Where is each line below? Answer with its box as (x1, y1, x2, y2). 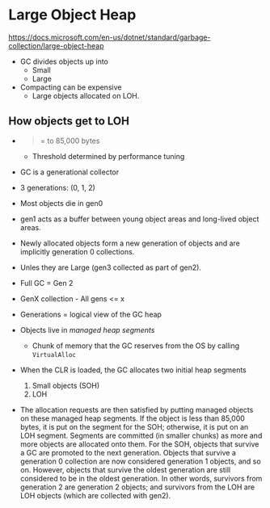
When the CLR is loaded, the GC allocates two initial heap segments (19, 365, 247, 375)
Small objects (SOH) (32, 380, 100, 390)
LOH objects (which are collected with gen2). (19, 490, 171, 500)
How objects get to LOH (8, 115, 129, 128)
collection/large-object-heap (8, 40, 104, 50)
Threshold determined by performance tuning (32, 151, 185, 161)
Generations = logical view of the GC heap (19, 309, 162, 319)
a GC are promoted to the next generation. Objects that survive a (19, 447, 236, 457)
